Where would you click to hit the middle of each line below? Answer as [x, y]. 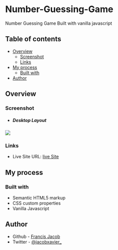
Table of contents [33, 39]
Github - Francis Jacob [36, 236]
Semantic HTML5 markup [39, 198]
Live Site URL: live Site [36, 157]
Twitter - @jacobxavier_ [37, 242]
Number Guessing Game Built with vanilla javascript [59, 23]
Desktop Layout [29, 120]
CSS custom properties [37, 203]
